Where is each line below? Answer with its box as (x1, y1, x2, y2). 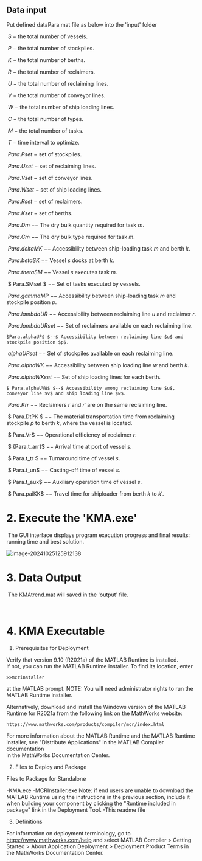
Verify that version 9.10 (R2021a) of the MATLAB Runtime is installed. (6, 656, 178, 663)
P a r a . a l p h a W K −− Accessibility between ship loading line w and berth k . (7, 361, 190, 368)
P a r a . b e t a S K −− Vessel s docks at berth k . (7, 257, 114, 264)
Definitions (15, 818, 43, 825)
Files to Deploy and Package (15, 763, 87, 770)
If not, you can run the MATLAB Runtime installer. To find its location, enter (6, 662, 193, 669)
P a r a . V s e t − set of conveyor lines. (7, 174, 93, 181)
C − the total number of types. (7, 115, 84, 122)
